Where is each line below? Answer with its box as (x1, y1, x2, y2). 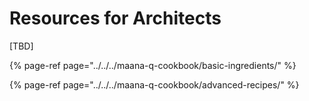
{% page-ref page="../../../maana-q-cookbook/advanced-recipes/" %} (9, 78, 300, 91)
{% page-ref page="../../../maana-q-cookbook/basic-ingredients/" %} (9, 59, 297, 71)
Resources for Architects (9, 7, 222, 30)
